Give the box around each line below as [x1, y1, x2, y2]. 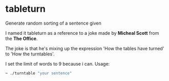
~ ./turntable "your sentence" [5, 70, 72, 76]
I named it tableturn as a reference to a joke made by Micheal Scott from [5, 30, 159, 36]
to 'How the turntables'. [5, 51, 55, 57]
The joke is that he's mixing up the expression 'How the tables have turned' [5, 45, 164, 51]
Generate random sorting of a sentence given [5, 20, 101, 26]
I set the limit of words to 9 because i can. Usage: [5, 60, 110, 67]
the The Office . [5, 35, 38, 42]
